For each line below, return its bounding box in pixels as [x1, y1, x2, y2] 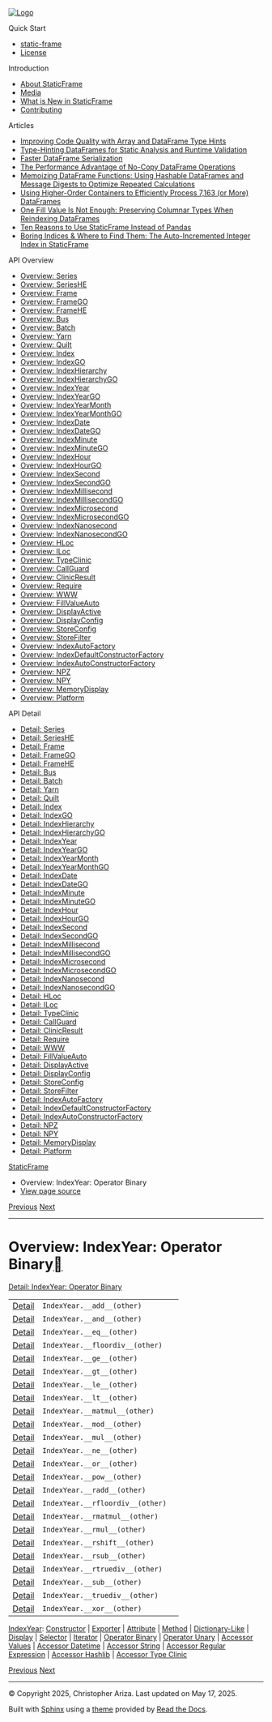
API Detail [8, 709, 41, 718]
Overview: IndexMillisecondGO [19, 495, 124, 504]
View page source [19, 1186, 81, 1195]
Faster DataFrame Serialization [19, 154, 123, 163]
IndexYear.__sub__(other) [41, 1577, 142, 1587]
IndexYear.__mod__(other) [41, 1419, 142, 1429]
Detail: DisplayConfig [19, 1069, 91, 1078]
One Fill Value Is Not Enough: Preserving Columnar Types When [19, 205, 234, 215]
